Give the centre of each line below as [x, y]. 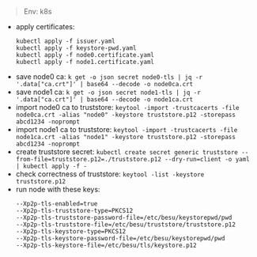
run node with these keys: [58, 189]
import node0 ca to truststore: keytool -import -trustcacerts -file [127, 107]
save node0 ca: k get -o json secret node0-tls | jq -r [109, 77]
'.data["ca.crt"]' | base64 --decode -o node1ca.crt [104, 100]
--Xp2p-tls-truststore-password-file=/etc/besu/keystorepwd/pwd [124, 217]
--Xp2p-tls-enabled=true [57, 204]
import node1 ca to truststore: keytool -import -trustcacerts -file [127, 129]
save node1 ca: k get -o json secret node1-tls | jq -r [108, 92]
